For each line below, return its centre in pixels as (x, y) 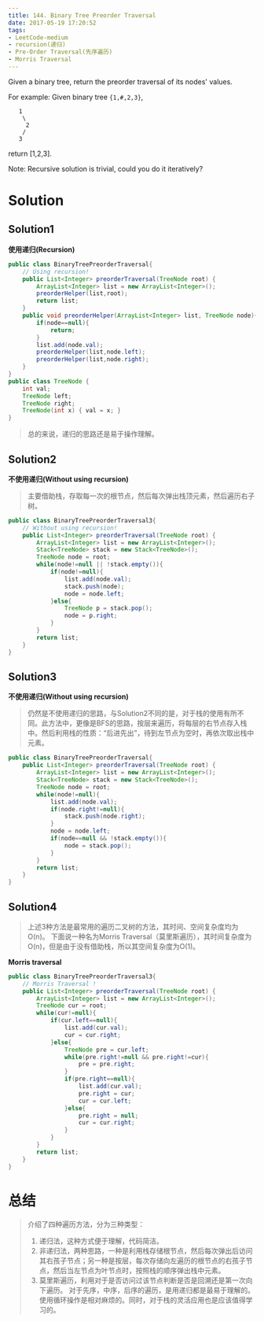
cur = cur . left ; (105, 1101)
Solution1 (31, 229)
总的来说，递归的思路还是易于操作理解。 (93, 434)
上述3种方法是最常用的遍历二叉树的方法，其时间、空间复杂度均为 (133, 926)
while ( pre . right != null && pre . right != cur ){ (137, 1057)
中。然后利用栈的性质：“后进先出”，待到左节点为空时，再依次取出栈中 (141, 733)
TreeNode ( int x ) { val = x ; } (72, 411)
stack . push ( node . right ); (105, 816)
